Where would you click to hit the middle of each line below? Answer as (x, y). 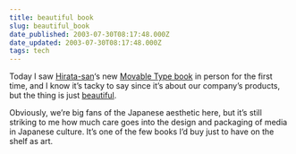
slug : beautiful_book (50, 26)
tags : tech (30, 51)
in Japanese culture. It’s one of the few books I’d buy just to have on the (142, 132)
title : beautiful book (51, 17)
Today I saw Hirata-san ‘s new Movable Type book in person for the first (141, 76)
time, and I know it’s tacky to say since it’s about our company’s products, (145, 86)
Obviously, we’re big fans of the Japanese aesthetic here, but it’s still (135, 113)
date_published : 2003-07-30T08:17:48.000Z (89, 34)
